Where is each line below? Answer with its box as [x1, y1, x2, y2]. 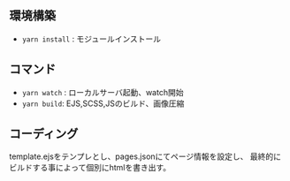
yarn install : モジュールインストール [21, 34, 162, 44]
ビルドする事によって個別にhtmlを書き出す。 [9, 162, 171, 173]
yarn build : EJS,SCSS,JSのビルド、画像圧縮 [21, 98, 185, 109]
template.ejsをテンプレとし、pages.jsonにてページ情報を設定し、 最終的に [9, 151, 281, 162]
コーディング [9, 126, 79, 141]
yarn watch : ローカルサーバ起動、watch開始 [21, 87, 184, 97]
